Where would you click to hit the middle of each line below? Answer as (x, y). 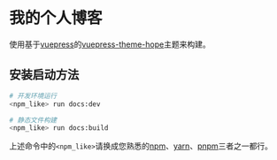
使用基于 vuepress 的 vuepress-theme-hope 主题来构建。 (110, 44)
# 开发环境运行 (33, 95)
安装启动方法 (44, 75)
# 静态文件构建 (33, 120)
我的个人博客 (56, 18)
